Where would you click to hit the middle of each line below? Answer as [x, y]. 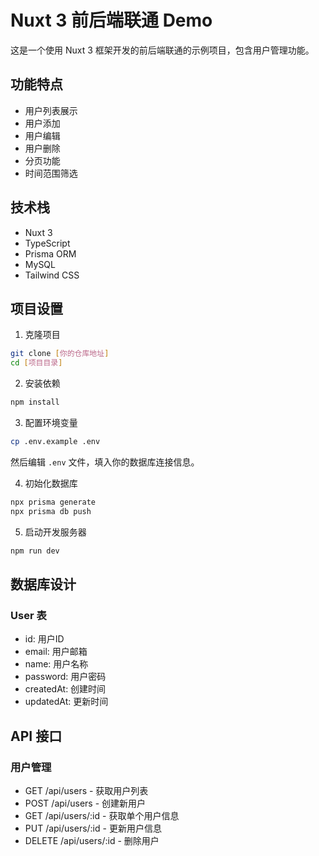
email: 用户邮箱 [56, 652]
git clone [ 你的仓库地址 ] [60, 354]
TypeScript [47, 243]
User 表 [28, 615]
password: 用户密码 [65, 677]
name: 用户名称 [56, 664]
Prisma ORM [50, 253]
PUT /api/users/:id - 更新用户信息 [93, 828]
